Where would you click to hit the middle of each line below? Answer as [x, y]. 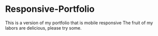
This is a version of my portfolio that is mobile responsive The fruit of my [79, 23]
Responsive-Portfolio [50, 9]
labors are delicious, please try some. [43, 28]
